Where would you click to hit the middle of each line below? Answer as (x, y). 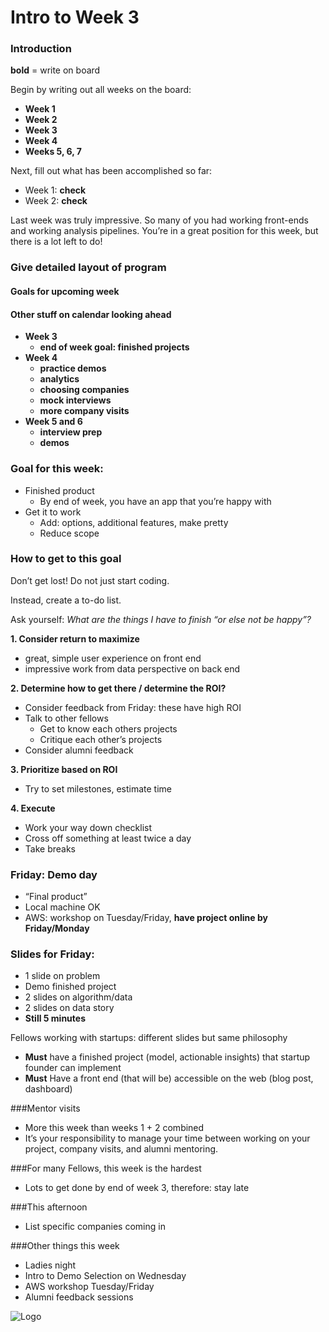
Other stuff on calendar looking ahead (91, 314)
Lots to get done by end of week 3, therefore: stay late (137, 1188)
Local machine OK (62, 907)
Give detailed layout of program (88, 268)
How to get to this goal (66, 559)
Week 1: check (55, 190)
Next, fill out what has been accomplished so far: (111, 171)
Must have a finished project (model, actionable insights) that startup (167, 1057)
